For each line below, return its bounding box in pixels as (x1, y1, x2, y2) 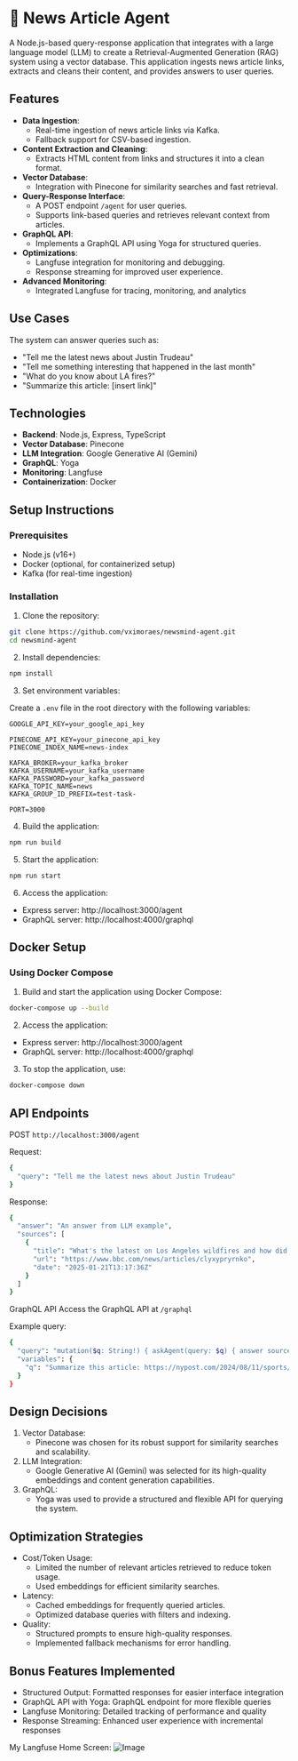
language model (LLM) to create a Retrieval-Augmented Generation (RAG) (9, 46, 279, 57)
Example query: (9, 1321, 67, 1332)
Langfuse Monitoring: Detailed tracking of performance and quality (21, 1706, 268, 1717)
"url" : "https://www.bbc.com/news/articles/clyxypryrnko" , (32, 1254, 255, 1263)
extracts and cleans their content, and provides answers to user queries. (9, 66, 275, 76)
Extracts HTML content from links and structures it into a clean (35, 153, 264, 164)
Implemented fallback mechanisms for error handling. (35, 1637, 231, 1648)
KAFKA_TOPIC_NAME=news (9, 781, 93, 790)
